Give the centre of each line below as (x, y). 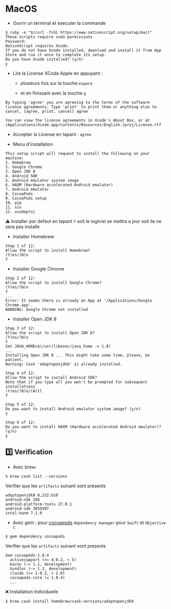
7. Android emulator (27, 189)
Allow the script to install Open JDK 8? (50, 333)
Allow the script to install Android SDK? (51, 377)
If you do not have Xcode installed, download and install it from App (83, 50)
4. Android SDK (22, 176)
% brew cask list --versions (36, 476)
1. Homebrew (18, 162)
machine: (15, 158)
